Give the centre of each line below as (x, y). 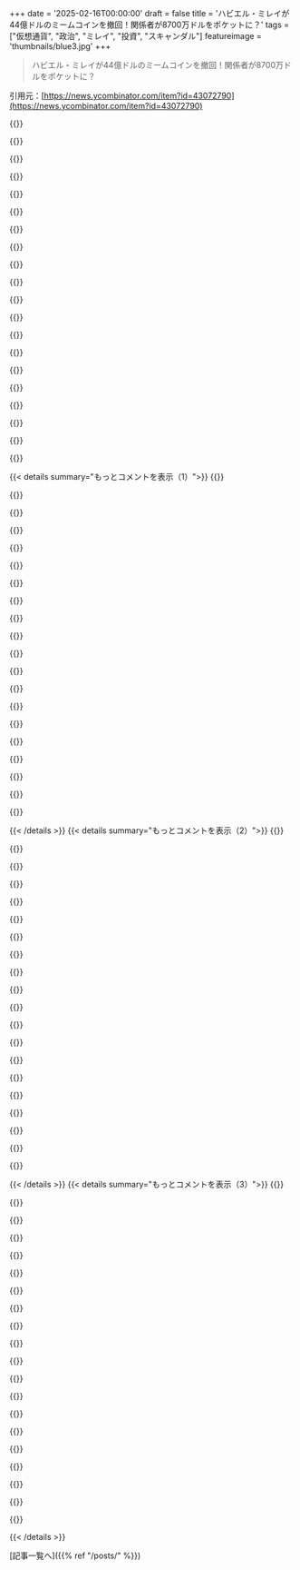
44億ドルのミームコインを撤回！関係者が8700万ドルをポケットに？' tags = (150, 25)
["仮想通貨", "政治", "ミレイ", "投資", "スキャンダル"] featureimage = (136, 36)
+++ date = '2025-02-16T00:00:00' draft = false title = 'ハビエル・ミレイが (150, 13)
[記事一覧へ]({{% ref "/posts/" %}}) (75, 1555)
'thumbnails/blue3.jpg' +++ (60, 46)
